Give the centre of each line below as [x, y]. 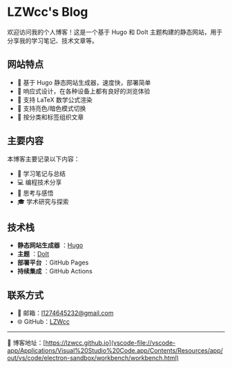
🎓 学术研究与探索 [43, 202]
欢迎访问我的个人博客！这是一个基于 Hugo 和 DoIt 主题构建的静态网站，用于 [115, 32]
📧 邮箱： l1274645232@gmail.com [65, 313]
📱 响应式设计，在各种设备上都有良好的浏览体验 [84, 91]
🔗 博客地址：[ [27, 343]
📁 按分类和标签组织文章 [50, 117]
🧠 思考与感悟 [35, 193]
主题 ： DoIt [33, 254]
